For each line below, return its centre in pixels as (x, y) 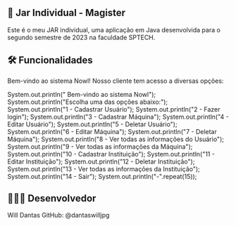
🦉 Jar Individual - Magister (66, 13)
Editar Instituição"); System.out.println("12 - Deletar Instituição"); (101, 161)
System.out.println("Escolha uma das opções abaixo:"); (87, 102)
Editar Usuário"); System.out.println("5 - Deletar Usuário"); (92, 124)
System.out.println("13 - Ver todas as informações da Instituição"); (104, 168)
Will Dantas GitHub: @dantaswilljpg (58, 215)
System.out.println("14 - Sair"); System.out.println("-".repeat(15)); (102, 176)
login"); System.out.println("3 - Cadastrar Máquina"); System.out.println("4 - (118, 117)
